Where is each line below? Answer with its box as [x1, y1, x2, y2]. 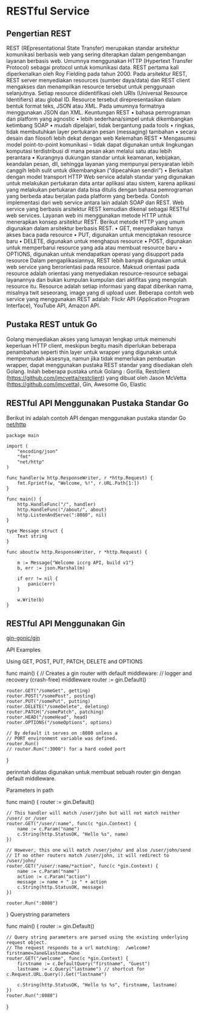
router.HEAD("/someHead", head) [6, 714, 88, 720]
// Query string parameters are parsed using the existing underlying [6, 934, 188, 940]
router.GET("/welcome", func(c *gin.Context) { [6, 955, 129, 961]
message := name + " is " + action [17, 879, 107, 885]
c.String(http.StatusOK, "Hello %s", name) [17, 831, 129, 837]
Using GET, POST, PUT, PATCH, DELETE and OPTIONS [6, 658, 143, 665]
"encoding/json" [17, 448, 59, 454]
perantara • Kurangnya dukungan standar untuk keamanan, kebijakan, [6, 154, 182, 161]
